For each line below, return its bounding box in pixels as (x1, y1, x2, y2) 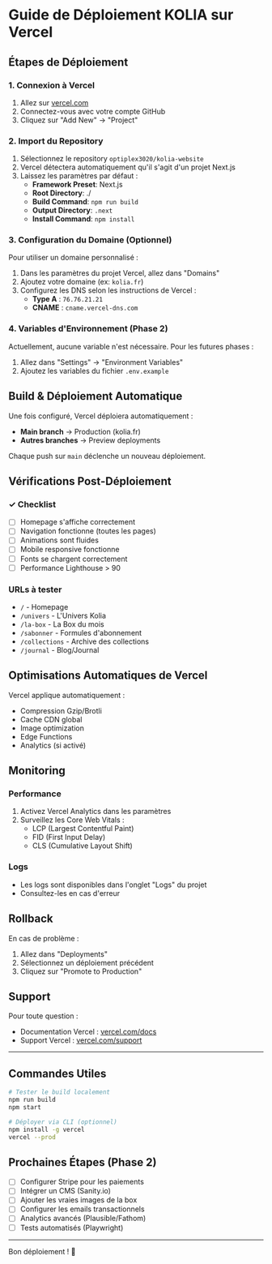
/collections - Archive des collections (19, 636, 150, 646)
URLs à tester (8, 584, 62, 595)
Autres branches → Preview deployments (19, 435, 161, 445)
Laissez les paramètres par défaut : (19, 171, 138, 181)
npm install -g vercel (8, 1125, 85, 1133)
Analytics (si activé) (19, 740, 87, 750)
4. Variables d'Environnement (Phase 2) (8, 323, 168, 334)
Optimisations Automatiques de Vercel (8, 669, 208, 683)
